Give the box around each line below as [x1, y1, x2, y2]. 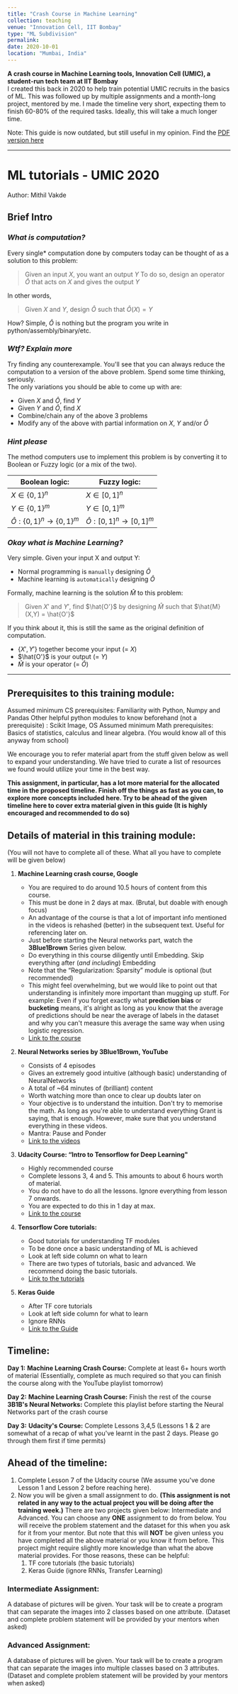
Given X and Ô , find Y [17, 396, 81, 405]
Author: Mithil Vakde [7, 191, 67, 199]
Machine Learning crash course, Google [17, 870, 139, 877]
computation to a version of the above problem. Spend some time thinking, [7, 367, 226, 376]
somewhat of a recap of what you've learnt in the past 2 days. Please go [7, 1429, 219, 1437]
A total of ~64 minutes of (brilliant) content [28, 1084, 154, 1092]
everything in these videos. [28, 1121, 108, 1130]
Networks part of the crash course [7, 1408, 108, 1416]
